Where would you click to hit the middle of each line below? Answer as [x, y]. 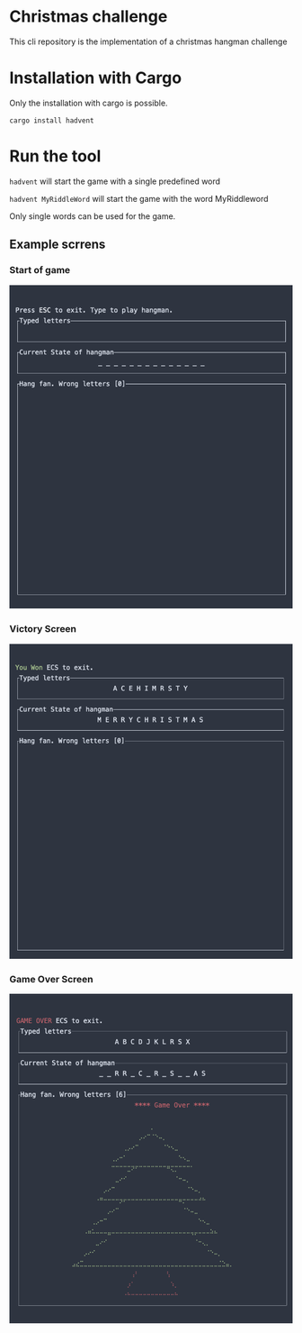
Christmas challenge [89, 17]
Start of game [40, 270]
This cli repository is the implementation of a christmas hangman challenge [148, 41]
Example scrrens [58, 245]
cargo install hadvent [52, 120]
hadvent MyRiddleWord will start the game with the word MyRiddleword [139, 198]
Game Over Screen [51, 979]
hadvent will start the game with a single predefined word [115, 181]
